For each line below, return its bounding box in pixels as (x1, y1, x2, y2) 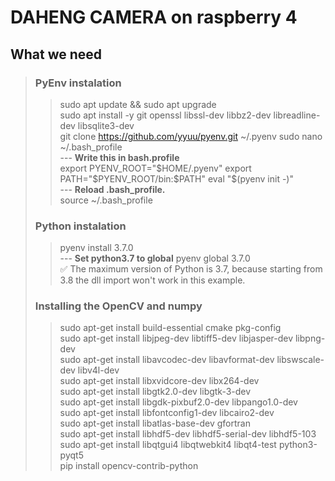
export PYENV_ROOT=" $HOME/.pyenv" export (59, 162, 252, 174)
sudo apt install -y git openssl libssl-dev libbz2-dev (59, 109, 272, 121)
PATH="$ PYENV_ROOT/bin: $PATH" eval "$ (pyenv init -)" (59, 172, 294, 185)
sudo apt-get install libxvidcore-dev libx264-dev (59, 375, 260, 387)
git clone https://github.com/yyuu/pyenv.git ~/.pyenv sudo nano (59, 130, 323, 142)
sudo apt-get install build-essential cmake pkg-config (59, 322, 282, 334)
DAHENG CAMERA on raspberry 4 (10, 6, 298, 29)
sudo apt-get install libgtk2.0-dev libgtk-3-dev (59, 386, 252, 398)
